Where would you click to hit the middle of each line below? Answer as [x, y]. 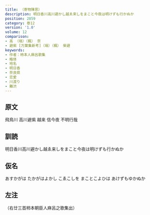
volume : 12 [16, 32]
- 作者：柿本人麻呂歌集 [25, 55]
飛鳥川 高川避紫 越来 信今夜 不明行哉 [41, 120]
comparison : [17, 37]
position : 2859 [20, 18]
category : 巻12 [20, 23]
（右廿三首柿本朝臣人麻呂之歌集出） [41, 208]
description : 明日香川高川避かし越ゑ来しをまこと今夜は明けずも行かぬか [70, 14]
